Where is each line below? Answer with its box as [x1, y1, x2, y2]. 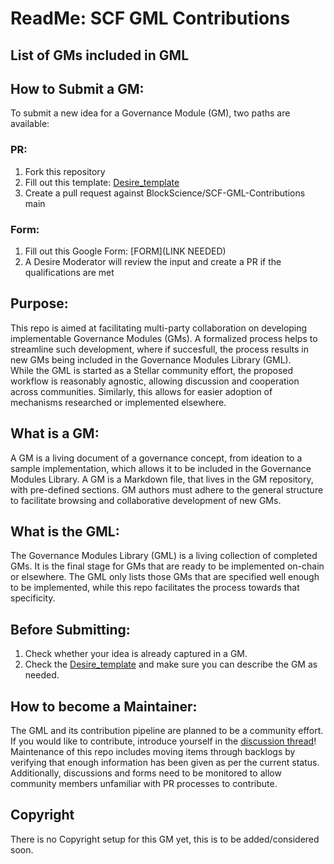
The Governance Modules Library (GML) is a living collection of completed [10, 550, 318, 562]
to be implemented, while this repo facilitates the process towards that [10, 582, 300, 594]
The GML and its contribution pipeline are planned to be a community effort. [10, 725, 324, 737]
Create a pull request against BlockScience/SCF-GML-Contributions [24, 187, 306, 199]
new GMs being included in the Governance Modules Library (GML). [10, 353, 292, 366]
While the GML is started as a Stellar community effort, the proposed [10, 364, 294, 376]
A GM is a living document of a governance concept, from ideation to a [10, 452, 303, 464]
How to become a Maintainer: [10, 698, 198, 715]
